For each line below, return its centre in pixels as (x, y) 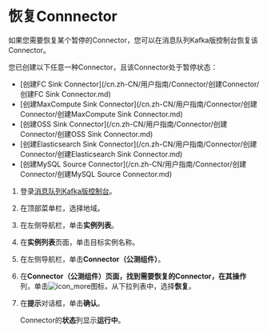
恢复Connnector (63, 16)
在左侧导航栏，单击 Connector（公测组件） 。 (92, 259)
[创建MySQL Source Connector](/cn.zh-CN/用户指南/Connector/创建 (133, 164)
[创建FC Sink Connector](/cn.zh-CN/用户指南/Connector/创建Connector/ (139, 84)
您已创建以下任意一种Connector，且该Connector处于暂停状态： (113, 67)
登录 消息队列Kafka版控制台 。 (68, 191)
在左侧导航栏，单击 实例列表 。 (69, 225)
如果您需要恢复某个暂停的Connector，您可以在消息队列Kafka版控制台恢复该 (133, 40)
